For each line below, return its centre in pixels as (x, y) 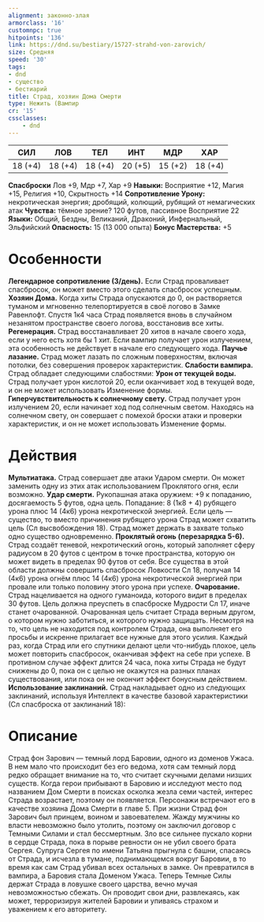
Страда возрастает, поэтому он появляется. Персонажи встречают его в (132, 800)
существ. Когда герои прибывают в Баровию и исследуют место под (125, 783)
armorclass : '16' (37, 23)
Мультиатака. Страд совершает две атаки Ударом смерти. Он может (127, 477)
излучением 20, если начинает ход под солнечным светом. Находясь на (131, 407)
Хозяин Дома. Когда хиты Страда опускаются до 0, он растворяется (125, 298)
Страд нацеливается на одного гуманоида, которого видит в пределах (128, 595)
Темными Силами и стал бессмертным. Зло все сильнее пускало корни (130, 834)
